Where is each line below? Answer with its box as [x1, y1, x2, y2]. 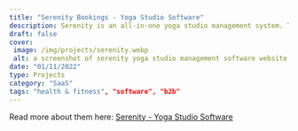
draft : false [9, 29, 58, 38]
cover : [9, 37, 34, 47]
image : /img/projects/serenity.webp [12, 46, 149, 55]
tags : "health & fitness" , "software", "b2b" [9, 87, 180, 96]
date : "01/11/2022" [9, 63, 82, 72]
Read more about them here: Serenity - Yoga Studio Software [9, 112, 233, 122]
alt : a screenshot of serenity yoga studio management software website [12, 54, 288, 63]
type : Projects [9, 71, 66, 80]
